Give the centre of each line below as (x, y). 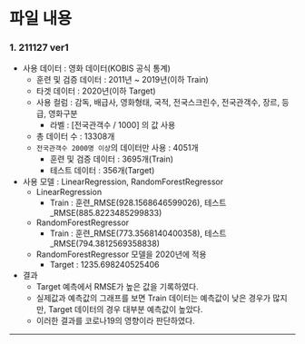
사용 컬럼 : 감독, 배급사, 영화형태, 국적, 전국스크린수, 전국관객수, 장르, (157, 103)
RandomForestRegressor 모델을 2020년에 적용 (121, 254)
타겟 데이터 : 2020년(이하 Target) (96, 91)
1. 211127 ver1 (39, 48)
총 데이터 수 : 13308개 (75, 136)
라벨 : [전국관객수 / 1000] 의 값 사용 (113, 125)
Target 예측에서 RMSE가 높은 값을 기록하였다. (117, 287)
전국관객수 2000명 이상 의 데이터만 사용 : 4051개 (117, 148)
